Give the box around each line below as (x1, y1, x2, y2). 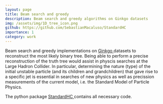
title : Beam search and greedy (5, 12, 69, 17)
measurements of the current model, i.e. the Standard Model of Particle (5, 79, 150, 84)
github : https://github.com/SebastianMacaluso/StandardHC (5, 25, 126, 30)
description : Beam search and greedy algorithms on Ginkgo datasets (5, 16, 148, 21)
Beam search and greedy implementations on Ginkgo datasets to (5, 47, 136, 54)
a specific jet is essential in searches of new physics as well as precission (5, 74, 155, 80)
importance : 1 (5, 30, 34, 35)
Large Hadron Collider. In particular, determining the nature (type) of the (5, 63, 151, 69)
